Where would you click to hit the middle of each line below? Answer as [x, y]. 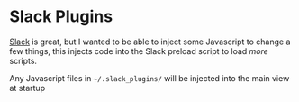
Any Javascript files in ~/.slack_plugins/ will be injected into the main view [149, 78]
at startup [27, 88]
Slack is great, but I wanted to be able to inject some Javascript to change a [150, 42]
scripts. [23, 60]
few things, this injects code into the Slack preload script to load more [139, 51]
